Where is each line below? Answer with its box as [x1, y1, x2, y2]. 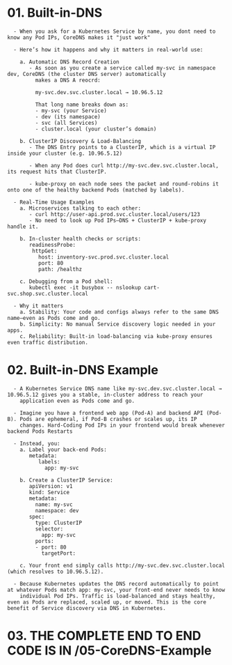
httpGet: [32, 247, 58, 254]
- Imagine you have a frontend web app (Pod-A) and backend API [13, 409, 204, 416]
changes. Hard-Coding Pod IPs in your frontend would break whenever [19, 422, 226, 429]
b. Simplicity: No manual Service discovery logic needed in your [19, 321, 216, 328]
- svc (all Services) [35, 119, 98, 126]
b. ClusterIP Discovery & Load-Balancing [19, 137, 141, 144]
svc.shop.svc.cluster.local [7, 290, 89, 297]
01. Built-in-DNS [7, 5, 103, 21]
